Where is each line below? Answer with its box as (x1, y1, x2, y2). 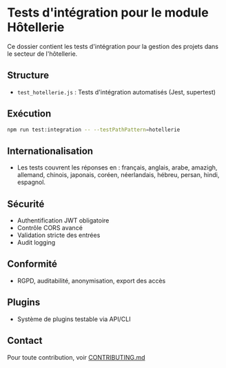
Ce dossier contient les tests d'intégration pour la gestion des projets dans (7, 42, 219, 50)
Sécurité (7, 198, 45, 209)
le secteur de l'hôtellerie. (7, 50, 78, 58)
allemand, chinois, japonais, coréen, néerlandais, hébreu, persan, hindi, (17, 171, 220, 179)
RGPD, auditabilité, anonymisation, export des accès (17, 276, 166, 285)
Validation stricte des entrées (17, 231, 101, 239)
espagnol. (17, 178, 46, 187)
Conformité (7, 258, 57, 270)
